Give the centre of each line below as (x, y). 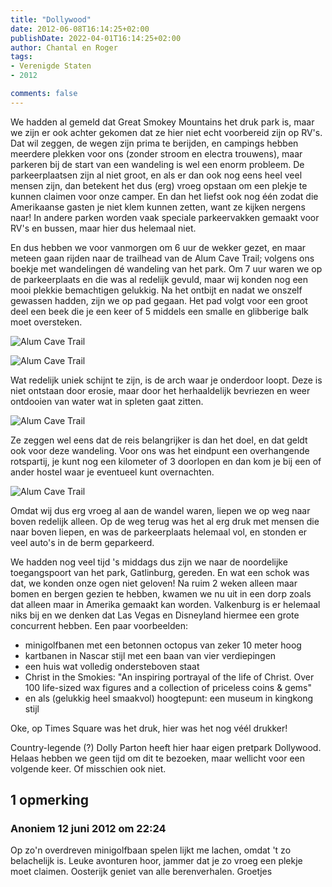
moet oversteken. (46, 322)
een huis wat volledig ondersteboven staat (112, 666)
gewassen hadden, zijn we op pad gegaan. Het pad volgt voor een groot (159, 300)
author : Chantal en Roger (64, 47)
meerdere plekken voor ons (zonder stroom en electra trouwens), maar (156, 153)
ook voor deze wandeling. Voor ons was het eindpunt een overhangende (160, 450)
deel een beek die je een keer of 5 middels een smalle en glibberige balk (159, 311)
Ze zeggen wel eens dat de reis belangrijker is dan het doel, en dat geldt (159, 440)
